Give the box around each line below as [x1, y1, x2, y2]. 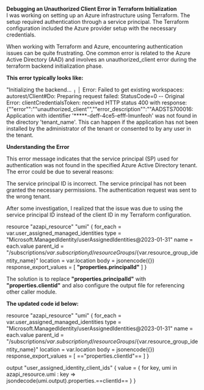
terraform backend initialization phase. [6, 62, 104, 70]
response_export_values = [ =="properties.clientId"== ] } [6, 352, 150, 359]
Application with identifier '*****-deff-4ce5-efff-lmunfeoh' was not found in [6, 112, 197, 119]
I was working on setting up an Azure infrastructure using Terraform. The [6, 12, 191, 19]
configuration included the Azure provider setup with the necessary [6, 24, 177, 32]
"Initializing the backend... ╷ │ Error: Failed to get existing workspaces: [6, 86, 184, 93]
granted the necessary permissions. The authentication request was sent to [6, 186, 197, 193]
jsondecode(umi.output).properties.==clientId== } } [6, 377, 136, 384]
